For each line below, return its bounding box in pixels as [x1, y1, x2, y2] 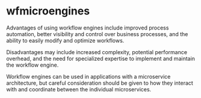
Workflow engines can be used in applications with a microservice [6, 73, 171, 80]
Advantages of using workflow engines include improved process [6, 24, 169, 31]
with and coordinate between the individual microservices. [6, 85, 152, 93]
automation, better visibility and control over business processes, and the [6, 30, 188, 37]
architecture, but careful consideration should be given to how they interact [6, 79, 194, 87]
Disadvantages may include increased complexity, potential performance [6, 48, 188, 55]
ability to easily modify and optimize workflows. [6, 37, 125, 44]
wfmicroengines [6, 4, 90, 18]
